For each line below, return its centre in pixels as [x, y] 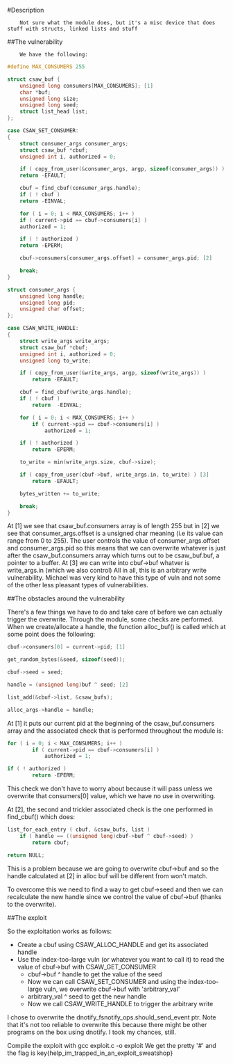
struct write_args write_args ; [65, 341]
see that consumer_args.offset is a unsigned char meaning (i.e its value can [115, 533]
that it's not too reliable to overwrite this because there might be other [107, 1024]
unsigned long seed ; [49, 105]
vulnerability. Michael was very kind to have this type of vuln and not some [114, 578]
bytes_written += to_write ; [60, 493]
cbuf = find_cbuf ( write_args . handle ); [76, 392]
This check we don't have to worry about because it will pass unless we [110, 788]
